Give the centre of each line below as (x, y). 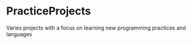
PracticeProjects (49, 11)
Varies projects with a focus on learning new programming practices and (96, 28)
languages (19, 34)
